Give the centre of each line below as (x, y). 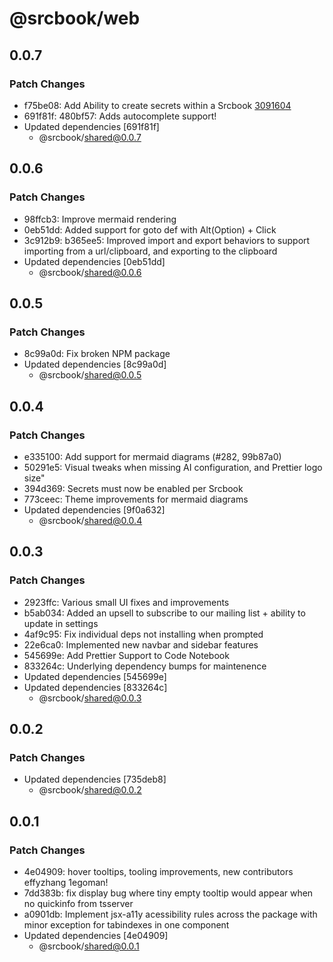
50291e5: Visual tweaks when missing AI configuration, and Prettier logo (173, 467)
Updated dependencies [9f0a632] (94, 509)
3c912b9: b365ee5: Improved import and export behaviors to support (167, 240)
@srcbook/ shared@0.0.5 (90, 375)
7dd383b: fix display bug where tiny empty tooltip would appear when (168, 893)
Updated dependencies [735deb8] (95, 779)
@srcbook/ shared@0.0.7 (90, 137)
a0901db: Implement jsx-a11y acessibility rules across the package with (170, 914)
